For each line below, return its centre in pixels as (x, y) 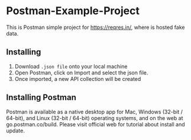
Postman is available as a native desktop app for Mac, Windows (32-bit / (95, 112)
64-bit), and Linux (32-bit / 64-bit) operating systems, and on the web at (95, 118)
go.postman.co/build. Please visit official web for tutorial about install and (96, 124)
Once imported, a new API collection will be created (78, 79)
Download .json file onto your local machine (71, 66)
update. (15, 131)
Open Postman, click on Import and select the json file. (81, 73)
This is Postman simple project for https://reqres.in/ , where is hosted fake (96, 27)
